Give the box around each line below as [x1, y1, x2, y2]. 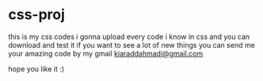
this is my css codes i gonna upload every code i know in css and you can [8, 32, 250, 41]
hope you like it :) [8, 64, 65, 73]
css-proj [8, 6, 66, 24]
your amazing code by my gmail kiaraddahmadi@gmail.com [8, 48, 204, 58]
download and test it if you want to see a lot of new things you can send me [8, 40, 255, 49]
